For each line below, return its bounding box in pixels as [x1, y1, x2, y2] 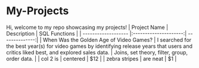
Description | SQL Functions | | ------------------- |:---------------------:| [6, 30, 187, 37]
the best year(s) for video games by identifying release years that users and [6, 43, 192, 50]
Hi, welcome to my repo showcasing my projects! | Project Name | [6, 24, 169, 31]
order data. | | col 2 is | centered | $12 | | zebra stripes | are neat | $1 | [6, 55, 177, 62]
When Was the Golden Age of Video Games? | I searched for [42, 36, 192, 43]
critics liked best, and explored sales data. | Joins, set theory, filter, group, [6, 48, 188, 56]
